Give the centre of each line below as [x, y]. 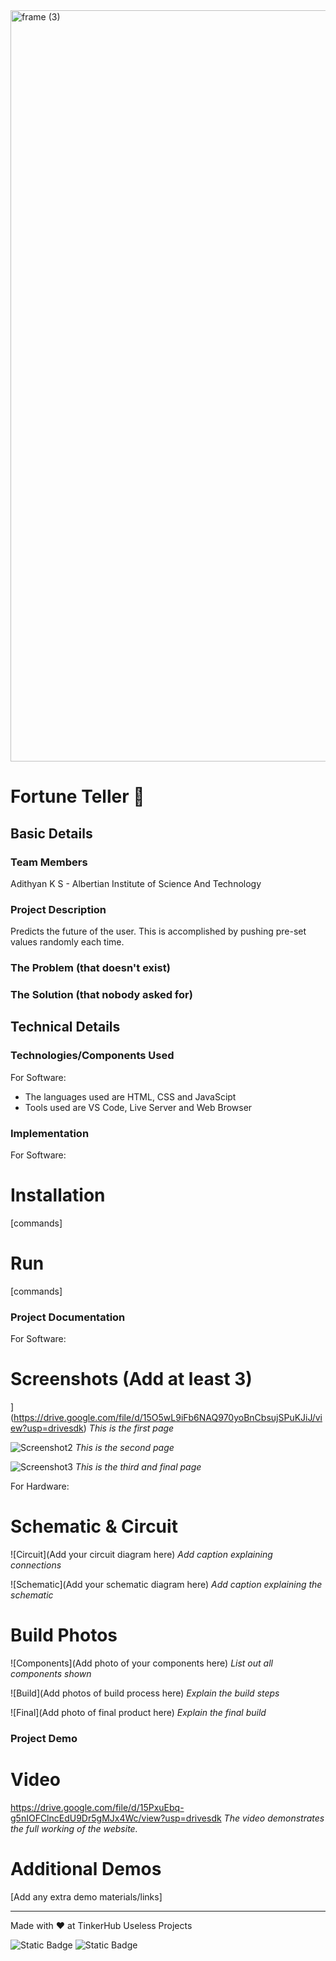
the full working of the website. [74, 1828]
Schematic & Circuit [94, 1526]
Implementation [50, 1133]
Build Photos [64, 1635]
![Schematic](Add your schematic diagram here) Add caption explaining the [166, 1585]
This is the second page [124, 1448]
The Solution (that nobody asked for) [101, 995]
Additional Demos [86, 1869]
